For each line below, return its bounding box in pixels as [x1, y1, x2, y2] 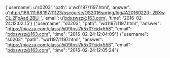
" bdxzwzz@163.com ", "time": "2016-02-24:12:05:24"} [5, 47, 119, 53]
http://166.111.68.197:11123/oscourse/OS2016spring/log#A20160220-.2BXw [9, 10, 165, 16]
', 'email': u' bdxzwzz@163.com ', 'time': [40, 15, 122, 21]
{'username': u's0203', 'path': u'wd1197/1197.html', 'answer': [5, 5, 131, 10]
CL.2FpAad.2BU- [5, 15, 41, 21]
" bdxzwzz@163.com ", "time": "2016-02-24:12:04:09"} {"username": [5, 31, 148, 37]
